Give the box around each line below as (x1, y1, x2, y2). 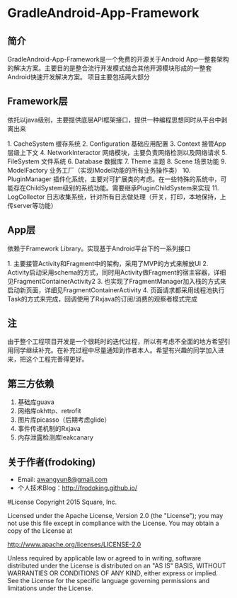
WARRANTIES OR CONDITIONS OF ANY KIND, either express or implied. (7, 569, 218, 577)
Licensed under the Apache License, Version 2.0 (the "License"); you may (7, 512, 224, 520)
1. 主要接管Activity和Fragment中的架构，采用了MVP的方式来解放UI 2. (7, 259, 209, 268)
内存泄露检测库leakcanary (17, 433, 94, 442)
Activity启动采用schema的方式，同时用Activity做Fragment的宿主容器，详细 (7, 268, 226, 277)
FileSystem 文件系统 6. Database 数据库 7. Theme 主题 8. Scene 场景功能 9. (7, 157, 226, 166)
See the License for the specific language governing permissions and (7, 577, 210, 585)
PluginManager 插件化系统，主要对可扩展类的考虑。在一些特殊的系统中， (7, 175, 221, 183)
